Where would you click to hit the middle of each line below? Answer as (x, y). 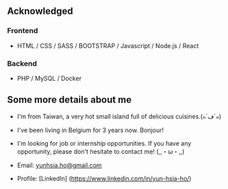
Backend (22, 63)
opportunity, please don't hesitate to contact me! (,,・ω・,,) (101, 151)
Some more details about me (69, 100)
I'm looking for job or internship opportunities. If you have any (104, 143)
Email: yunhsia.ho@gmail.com (59, 165)
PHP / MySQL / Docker (49, 78)
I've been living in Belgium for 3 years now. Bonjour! (90, 130)
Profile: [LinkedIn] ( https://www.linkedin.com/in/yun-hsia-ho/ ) (104, 178)
